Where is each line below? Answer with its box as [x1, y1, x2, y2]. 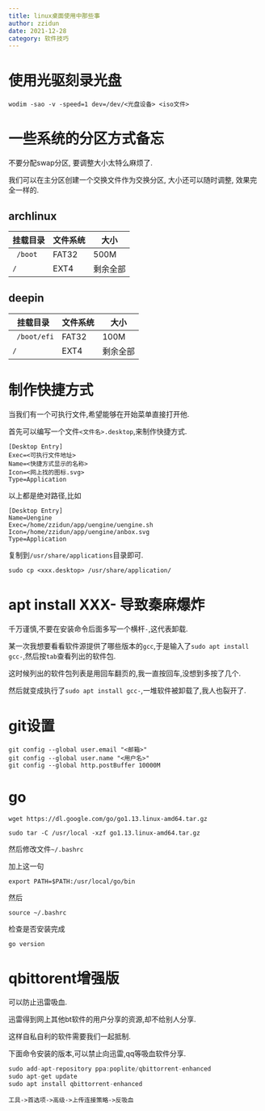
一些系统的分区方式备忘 [8, 130, 165, 148]
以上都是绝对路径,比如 [8, 490, 82, 500]
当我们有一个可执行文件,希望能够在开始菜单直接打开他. [8, 409, 190, 419]
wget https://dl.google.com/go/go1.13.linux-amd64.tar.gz [8, 814, 208, 823]
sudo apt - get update [8, 1072, 78, 1081]
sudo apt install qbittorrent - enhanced [8, 1080, 143, 1088]
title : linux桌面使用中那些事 [8, 11, 101, 20]
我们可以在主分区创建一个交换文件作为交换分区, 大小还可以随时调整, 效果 [8, 175, 250, 185]
